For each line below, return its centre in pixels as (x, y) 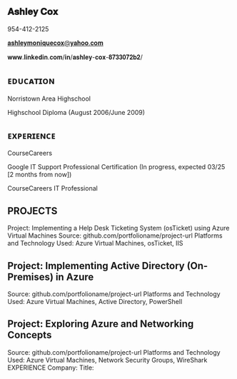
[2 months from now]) (40, 175)
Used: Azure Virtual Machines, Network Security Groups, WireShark (107, 360)
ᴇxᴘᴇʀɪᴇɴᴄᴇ (31, 136)
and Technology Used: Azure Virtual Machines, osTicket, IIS (95, 243)
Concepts (30, 335)
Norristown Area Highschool (49, 98)
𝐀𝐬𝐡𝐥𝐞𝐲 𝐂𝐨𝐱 (33, 12)
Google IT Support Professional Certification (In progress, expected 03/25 (116, 167)
